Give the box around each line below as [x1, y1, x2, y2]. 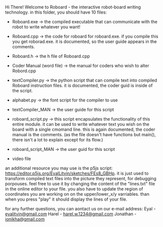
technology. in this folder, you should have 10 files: [5, 9, 107, 15]
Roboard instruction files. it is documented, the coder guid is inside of [12, 83, 153, 88]
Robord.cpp [12, 68, 36, 74]
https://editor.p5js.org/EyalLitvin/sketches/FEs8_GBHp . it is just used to [5, 170, 149, 176]
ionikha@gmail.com [5, 216, 45, 222]
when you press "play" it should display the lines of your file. [5, 196, 127, 202]
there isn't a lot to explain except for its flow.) [12, 137, 103, 143]
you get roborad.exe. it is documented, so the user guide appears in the [12, 39, 157, 44]
